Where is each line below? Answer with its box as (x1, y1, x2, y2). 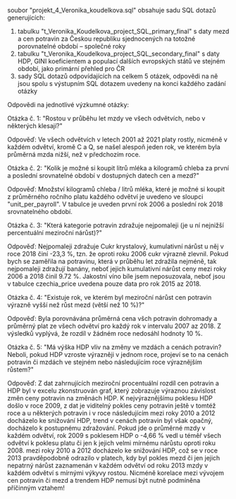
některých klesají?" (7, 122, 63, 130)
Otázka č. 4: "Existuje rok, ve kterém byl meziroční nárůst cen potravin (7, 293, 212, 301)
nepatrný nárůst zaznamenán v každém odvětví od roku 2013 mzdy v (7, 461, 209, 469)
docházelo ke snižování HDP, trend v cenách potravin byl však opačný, (7, 417, 213, 424)
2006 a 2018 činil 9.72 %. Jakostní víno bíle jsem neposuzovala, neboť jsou (7, 272, 225, 280)
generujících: (7, 13, 46, 22)
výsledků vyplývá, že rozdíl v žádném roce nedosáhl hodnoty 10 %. (7, 329, 203, 337)
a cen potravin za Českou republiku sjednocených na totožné (17, 34, 196, 43)
